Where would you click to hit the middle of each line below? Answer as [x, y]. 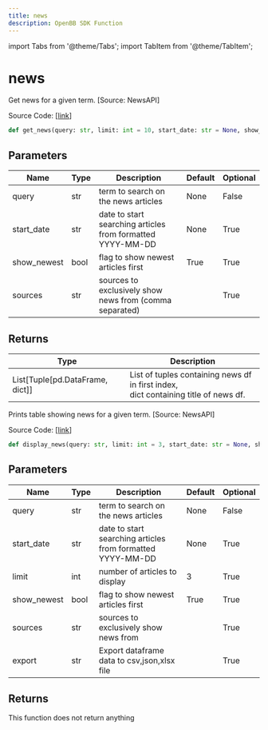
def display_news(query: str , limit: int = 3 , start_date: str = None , [130, 445]
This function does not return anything [71, 718]
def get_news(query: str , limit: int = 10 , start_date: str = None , [124, 130]
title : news [28, 16]
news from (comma [135, 301]
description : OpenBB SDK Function [66, 23]
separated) [119, 310]
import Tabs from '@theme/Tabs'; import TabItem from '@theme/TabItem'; [131, 46]
